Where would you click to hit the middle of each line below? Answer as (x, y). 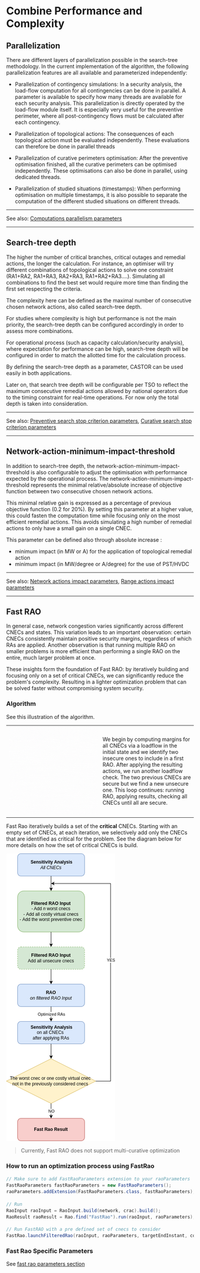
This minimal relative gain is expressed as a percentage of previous (89, 503)
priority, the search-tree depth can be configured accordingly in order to (95, 325)
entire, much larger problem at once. (51, 658)
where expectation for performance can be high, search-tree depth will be (97, 349)
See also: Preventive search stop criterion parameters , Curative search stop (99, 421)
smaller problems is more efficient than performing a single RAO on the (93, 651)
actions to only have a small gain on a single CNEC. (69, 528)
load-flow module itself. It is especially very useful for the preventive (99, 109)
